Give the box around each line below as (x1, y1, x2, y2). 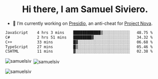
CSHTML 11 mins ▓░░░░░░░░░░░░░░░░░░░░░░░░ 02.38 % (5, 49, 153, 54)
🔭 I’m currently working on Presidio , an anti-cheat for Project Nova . (12, 20, 153, 26)
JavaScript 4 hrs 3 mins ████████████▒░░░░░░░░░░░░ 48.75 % (5, 30, 153, 35)
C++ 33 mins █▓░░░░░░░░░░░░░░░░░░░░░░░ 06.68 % (5, 39, 153, 45)
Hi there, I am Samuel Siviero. (22, 4, 148, 15)
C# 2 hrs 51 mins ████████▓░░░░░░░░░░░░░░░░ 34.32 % (5, 34, 153, 40)
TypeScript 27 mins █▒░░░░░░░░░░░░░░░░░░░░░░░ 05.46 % (5, 44, 153, 49)
